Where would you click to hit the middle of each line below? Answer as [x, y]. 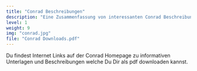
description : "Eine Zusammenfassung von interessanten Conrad [84, 17]
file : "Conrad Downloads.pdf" [43, 39]
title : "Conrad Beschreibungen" [45, 11]
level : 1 [17, 22]
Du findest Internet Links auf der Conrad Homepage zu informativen [89, 55]
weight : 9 [18, 28]
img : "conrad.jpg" [28, 33]
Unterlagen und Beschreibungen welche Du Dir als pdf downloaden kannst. [97, 62]
